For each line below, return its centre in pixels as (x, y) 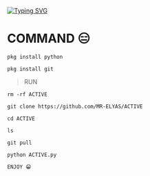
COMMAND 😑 (49, 39)
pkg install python (35, 57)
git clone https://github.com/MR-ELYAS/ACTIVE (75, 106)
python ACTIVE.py (32, 155)
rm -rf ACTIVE (28, 94)
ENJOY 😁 (19, 167)
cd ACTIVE (21, 118)
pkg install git (30, 69)
